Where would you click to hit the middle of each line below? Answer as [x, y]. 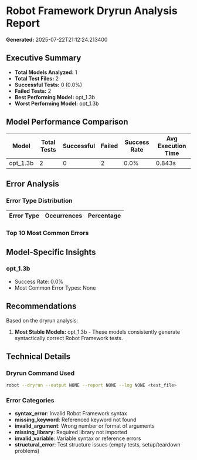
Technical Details [38, 357]
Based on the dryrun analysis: [42, 320]
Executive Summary [44, 58]
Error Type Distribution [39, 200]
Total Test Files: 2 [37, 78]
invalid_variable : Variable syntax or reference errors [78, 438]
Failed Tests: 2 [33, 91]
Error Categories [30, 401]
